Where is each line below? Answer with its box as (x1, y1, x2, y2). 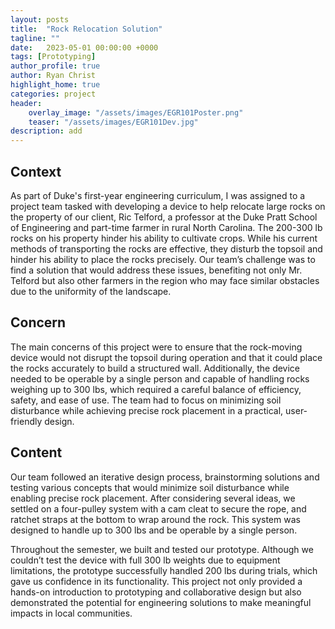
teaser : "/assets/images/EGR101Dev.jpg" (28, 117, 199, 127)
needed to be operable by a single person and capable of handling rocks (10, 372, 310, 385)
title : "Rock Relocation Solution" (10, 24, 163, 34)
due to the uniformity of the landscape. (10, 285, 172, 297)
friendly (10, 415, 43, 427)
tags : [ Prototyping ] (10, 52, 97, 62)
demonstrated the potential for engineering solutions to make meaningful (10, 596, 312, 608)
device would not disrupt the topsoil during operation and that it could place (10, 351, 323, 363)
